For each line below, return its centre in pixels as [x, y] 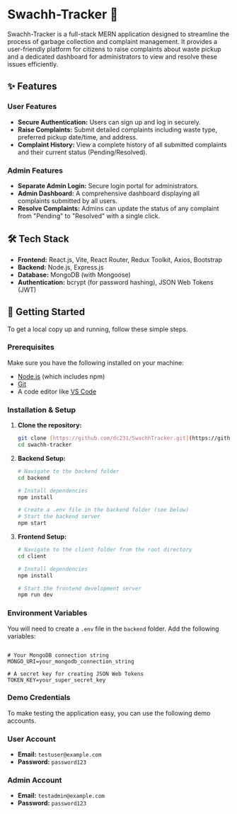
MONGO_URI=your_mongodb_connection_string [71, 661]
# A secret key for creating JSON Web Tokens [75, 674]
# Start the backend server [59, 517]
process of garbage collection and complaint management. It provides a [112, 41]
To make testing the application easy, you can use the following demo [109, 713]
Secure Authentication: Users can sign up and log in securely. [109, 122]
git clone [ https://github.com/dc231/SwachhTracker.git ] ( [105, 438]
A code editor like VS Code [57, 391]
